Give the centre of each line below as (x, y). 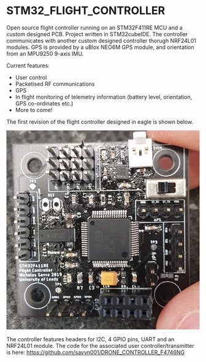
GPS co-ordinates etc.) (44, 103)
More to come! (34, 110)
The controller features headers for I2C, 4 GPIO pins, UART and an (90, 339)
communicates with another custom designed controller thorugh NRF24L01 (101, 40)
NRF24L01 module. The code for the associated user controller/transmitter (100, 345)
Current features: (28, 66)
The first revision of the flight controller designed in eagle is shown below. (100, 122)
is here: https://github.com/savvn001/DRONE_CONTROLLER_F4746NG (96, 352)
